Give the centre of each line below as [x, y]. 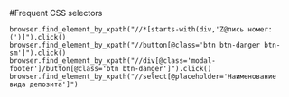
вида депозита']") [44, 84]
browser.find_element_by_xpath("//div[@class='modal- [113, 61]
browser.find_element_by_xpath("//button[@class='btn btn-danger [135, 45]
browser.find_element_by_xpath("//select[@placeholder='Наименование [143, 76]
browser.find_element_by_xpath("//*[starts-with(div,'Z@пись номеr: [141, 30]
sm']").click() [38, 53]
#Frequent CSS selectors [56, 13]
